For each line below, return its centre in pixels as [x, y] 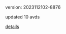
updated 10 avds [23, 17]
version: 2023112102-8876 [33, 7]
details [12, 26]
